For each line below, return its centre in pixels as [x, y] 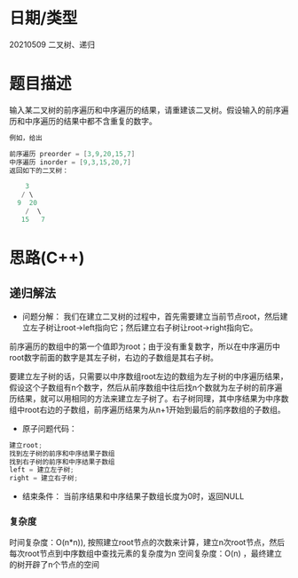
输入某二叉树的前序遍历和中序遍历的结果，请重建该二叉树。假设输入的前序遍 [149, 110]
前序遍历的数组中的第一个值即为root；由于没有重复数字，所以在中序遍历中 [145, 346]
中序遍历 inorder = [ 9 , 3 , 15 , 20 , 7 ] [70, 162]
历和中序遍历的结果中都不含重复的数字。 [83, 121]
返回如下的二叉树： [39, 170]
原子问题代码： [49, 428]
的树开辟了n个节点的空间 [55, 565]
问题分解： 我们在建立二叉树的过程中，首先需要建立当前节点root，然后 [151, 316]
